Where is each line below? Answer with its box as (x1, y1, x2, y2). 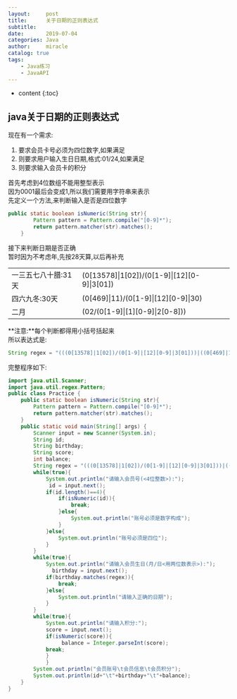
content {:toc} (18, 89, 59, 97)
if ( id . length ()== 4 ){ (45, 488, 106, 496)
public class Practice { (8, 390, 81, 397)
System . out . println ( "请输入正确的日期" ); (58, 593, 173, 600)
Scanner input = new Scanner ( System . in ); (33, 430, 157, 437)
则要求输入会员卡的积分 (18, 164, 87, 172)
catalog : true (8, 50, 50, 57)
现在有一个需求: (8, 131, 53, 140)
